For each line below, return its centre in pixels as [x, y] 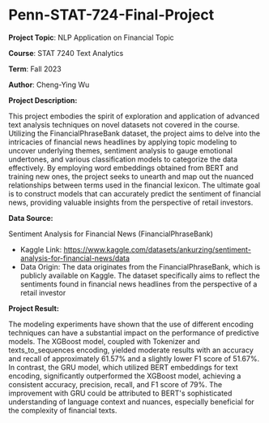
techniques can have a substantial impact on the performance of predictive [134, 332]
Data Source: [31, 218]
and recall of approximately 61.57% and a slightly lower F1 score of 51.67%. [134, 358]
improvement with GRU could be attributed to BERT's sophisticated [120, 393]
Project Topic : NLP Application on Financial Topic [91, 37]
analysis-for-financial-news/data [75, 258]
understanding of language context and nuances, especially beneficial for [132, 401]
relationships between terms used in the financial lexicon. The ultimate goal [134, 185]
